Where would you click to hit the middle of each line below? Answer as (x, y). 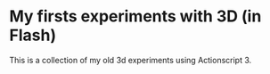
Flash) (33, 35)
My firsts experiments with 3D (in (135, 16)
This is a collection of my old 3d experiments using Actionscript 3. (131, 60)
